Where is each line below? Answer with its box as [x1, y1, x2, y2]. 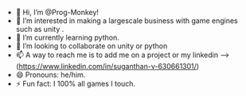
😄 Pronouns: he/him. [15, 70, 86, 79]
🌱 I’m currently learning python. [15, 33, 119, 42]
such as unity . [15, 25, 64, 33]
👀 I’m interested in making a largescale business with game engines [15, 16, 238, 25]
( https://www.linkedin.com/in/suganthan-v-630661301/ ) [15, 62, 200, 71]
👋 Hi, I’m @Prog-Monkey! [15, 8, 100, 17]
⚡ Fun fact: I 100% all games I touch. [15, 79, 136, 88]
